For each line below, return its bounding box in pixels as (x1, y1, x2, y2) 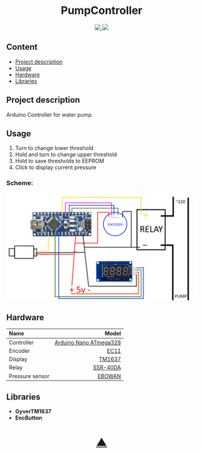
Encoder (8, 347, 30, 354)
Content (6, 42, 38, 52)
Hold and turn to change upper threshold (15, 151, 117, 158)
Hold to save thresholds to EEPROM (15, 157, 105, 165)
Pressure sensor (8, 372, 50, 380)
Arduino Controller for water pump (6, 111, 92, 118)
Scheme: (6, 179, 33, 188)
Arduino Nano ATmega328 (54, 338, 122, 346)
